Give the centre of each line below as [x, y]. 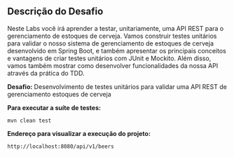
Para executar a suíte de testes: [54, 107]
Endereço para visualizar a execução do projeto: [79, 133]
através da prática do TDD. [46, 73]
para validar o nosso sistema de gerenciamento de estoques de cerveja [111, 43]
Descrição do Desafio [55, 12]
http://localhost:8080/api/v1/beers [61, 146]
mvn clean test [29, 121]
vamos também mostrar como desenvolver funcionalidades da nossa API [113, 65]
